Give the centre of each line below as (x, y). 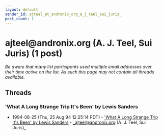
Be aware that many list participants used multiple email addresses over (79, 67)
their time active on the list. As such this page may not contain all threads (80, 72)
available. (15, 77)
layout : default (22, 10)
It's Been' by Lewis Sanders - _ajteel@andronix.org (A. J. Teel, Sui (79, 122)
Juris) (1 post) (34, 53)
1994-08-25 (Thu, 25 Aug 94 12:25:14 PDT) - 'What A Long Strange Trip (85, 117)
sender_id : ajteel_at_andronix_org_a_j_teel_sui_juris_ (63, 14)
